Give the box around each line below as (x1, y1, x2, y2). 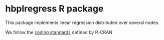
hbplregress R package (5, 3, 104, 14)
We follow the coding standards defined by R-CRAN (5, 29, 113, 35)
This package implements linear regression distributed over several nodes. (5, 19, 159, 25)
